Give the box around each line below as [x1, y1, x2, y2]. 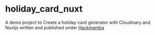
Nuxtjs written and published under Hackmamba [5, 24, 104, 30]
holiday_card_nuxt [5, 3, 83, 15]
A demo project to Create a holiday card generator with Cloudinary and [5, 19, 151, 25]
